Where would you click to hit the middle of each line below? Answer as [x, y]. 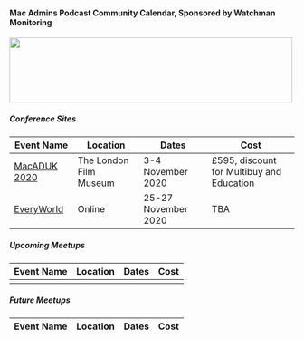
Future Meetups [40, 300]
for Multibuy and [247, 172]
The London [103, 160]
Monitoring [31, 22]
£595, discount [244, 160]
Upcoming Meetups [47, 245]
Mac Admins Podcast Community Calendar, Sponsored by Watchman [142, 13]
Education [233, 183]
